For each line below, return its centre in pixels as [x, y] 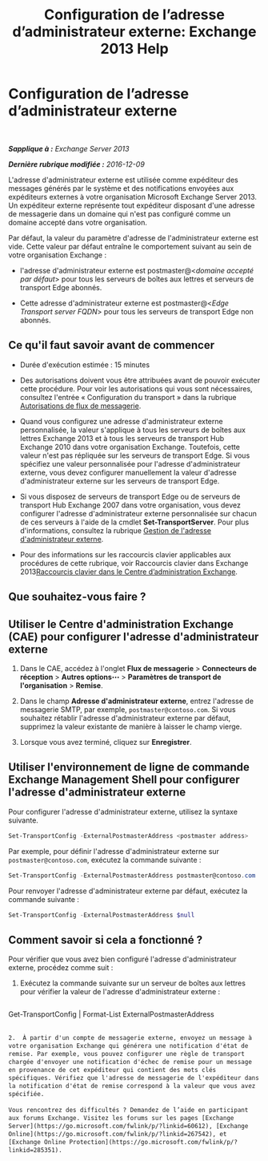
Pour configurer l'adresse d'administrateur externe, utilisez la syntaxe [123, 811]
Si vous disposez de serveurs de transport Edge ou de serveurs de [130, 496]
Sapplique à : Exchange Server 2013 [69, 148]
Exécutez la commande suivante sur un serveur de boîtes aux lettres [133, 983]
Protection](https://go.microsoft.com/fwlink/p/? [154, 1143]
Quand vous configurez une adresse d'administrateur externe [121, 421]
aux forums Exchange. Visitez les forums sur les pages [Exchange [121, 1119]
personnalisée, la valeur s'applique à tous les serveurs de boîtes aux [133, 430]
